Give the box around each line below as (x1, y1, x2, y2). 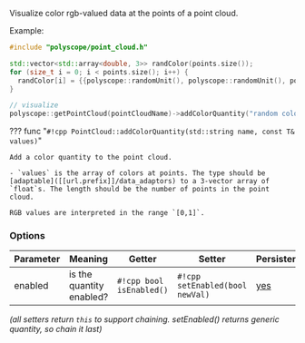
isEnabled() (116, 285, 169, 296)
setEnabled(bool (176, 280, 248, 291)
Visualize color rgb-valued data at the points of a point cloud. (9, 8, 239, 18)
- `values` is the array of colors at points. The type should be (9, 169, 266, 178)
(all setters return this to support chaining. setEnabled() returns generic (9, 314, 280, 325)
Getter (128, 253, 157, 266)
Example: (9, 25, 44, 35)
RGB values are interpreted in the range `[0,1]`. (9, 209, 205, 218)
